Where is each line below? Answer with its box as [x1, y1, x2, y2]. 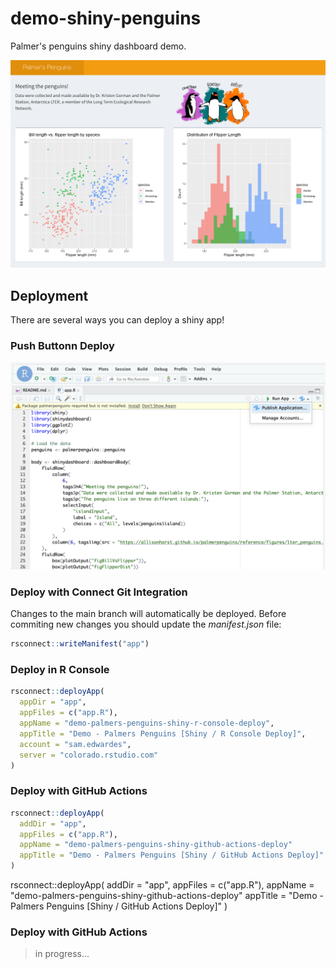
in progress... [34, 948, 90, 960]
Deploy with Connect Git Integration [10, 585, 188, 599]
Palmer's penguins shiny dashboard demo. [10, 40, 187, 52]
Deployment [10, 287, 89, 304]
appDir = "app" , [19, 697, 87, 707]
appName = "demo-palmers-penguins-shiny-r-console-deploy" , [19, 718, 275, 729]
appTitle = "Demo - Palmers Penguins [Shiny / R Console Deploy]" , [19, 728, 307, 739]
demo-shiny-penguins [10, 7, 202, 30]
